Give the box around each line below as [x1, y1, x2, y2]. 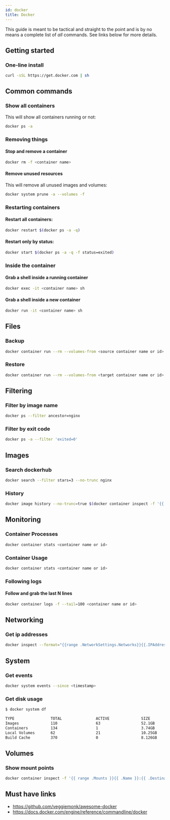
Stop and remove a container [5, 148, 67, 155]
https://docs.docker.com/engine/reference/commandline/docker [12, 809, 148, 815]
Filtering [5, 386, 32, 395]
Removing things [5, 136, 48, 143]
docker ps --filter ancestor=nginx [5, 413, 80, 418]
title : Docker [5, 12, 35, 17]
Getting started [5, 46, 55, 55]
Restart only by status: [5, 238, 54, 245]
